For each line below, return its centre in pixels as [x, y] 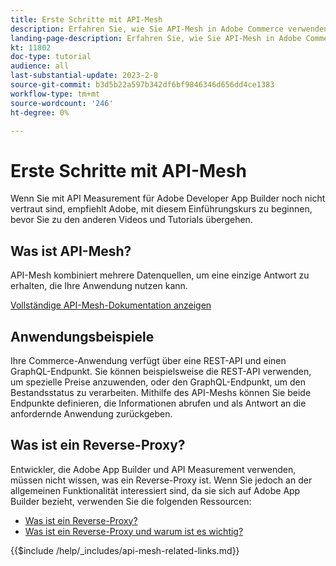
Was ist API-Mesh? [71, 251]
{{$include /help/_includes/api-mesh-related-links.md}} [125, 550]
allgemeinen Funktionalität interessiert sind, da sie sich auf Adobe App [155, 490]
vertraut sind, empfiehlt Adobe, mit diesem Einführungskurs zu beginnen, [161, 209]
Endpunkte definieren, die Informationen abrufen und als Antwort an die [158, 403]
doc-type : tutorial [51, 57]
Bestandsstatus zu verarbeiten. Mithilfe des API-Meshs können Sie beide [161, 392]
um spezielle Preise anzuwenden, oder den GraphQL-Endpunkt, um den [158, 382]
